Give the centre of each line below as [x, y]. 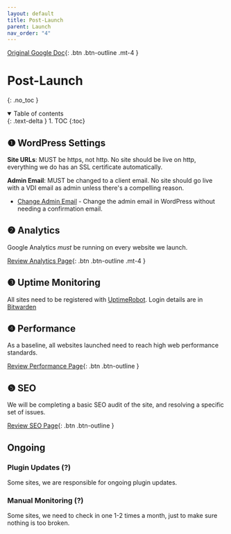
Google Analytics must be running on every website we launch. [97, 247]
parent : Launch [29, 26]
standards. [23, 353]
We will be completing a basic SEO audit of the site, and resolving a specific [115, 405]
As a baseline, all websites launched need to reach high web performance [113, 346]
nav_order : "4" [29, 33]
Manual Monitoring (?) [45, 500]
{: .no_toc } [23, 100]
